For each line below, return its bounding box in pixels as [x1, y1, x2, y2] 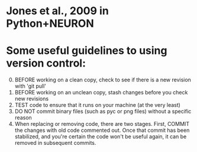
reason [14, 114, 33, 121]
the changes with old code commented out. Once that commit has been [14, 126, 190, 134]
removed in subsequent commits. [14, 140, 96, 147]
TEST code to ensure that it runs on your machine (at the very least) [14, 102, 180, 109]
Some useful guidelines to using [6, 44, 167, 58]
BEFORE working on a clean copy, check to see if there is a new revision [14, 76, 191, 84]
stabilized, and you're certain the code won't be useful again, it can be [14, 133, 187, 140]
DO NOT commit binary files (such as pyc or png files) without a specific [14, 108, 192, 115]
